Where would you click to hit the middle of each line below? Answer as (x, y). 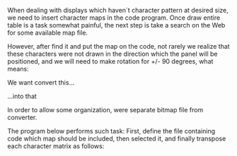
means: (18, 69)
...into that (22, 96)
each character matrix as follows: (56, 146)
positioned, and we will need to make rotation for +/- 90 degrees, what (110, 61)
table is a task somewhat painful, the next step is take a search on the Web (116, 25)
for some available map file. (48, 32)
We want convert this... (41, 83)
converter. (22, 117)
